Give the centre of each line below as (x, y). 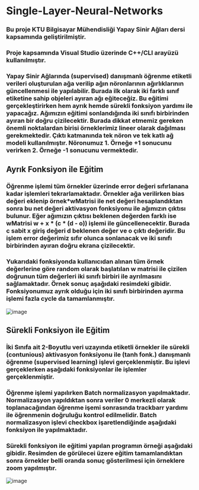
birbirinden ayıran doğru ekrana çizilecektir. (70, 246)
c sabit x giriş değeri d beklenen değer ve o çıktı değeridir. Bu (96, 231)
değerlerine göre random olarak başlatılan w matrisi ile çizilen (97, 269)
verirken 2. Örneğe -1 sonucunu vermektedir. (72, 150)
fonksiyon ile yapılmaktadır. (47, 429)
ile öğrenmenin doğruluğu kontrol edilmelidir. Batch (81, 415)
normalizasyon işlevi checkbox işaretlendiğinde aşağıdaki (91, 422)
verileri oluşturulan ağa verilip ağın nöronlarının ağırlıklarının (95, 83)
